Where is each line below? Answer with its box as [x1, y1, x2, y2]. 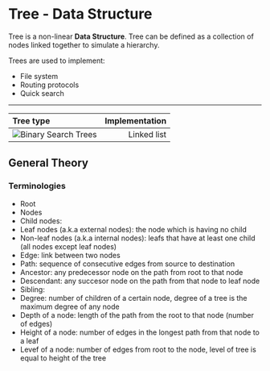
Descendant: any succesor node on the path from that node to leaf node [19, 276, 260, 286]
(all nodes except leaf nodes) [19, 241, 117, 251]
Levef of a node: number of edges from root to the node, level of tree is [19, 344, 257, 354]
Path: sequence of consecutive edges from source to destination [19, 259, 235, 269]
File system [19, 71, 59, 81]
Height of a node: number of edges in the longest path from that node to [19, 327, 260, 337]
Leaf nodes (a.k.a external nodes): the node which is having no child [19, 224, 247, 234]
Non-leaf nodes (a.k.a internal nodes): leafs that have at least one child [19, 233, 256, 243]
